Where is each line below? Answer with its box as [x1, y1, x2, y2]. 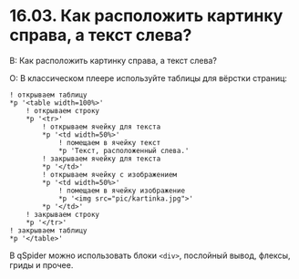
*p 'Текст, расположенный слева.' [57, 146, 190, 155]
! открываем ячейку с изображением [42, 170, 178, 179]
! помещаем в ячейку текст [57, 138, 161, 147]
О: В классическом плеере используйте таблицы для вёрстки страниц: [9, 72, 287, 83]
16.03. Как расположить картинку [9, 5, 284, 26]
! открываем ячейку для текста [42, 122, 161, 131]
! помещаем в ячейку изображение [57, 186, 185, 195]
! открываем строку [26, 106, 100, 115]
